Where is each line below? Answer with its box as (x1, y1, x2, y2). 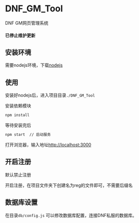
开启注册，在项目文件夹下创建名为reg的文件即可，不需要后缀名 (5, 182, 133, 188)
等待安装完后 (5, 122, 31, 128)
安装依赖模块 (5, 103, 31, 109)
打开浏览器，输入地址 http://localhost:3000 (5, 142, 92, 148)
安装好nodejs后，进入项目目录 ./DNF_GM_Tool (5, 92, 95, 98)
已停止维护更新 (5, 32, 35, 38)
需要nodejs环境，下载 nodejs (5, 62, 63, 68)
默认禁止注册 (5, 171, 31, 177)
